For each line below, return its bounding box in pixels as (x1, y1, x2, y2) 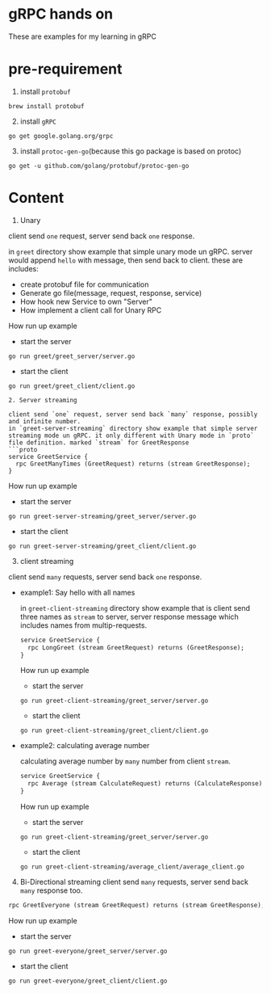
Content (8, 189, 65, 207)
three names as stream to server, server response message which (19, 612, 240, 621)
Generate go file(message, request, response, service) (19, 288, 202, 297)
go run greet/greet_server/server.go (8, 352, 135, 360)
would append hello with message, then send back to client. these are (8, 255, 244, 265)
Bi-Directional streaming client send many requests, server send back (19, 877, 248, 887)
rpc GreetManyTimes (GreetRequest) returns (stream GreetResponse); (15, 460, 251, 468)
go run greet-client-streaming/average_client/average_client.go (19, 863, 244, 871)
